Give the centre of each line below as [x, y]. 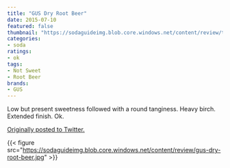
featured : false [30, 26]
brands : [18, 83]
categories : [24, 39]
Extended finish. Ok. [36, 116]
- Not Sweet [24, 70]
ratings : [20, 52]
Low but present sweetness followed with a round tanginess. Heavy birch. [111, 109]
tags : [15, 64]
